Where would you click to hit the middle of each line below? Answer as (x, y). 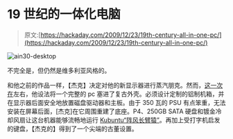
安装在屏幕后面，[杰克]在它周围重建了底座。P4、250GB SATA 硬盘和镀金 (112, 111)
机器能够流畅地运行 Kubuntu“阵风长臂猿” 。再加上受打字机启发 (132, 120)
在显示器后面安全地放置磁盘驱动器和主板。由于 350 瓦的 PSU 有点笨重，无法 (116, 102)
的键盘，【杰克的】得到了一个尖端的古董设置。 (72, 129)
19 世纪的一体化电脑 (64, 14)
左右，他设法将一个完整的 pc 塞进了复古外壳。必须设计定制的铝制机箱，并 (119, 94)
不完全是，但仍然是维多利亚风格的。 (59, 70)
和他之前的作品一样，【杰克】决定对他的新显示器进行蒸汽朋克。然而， (106, 85)
